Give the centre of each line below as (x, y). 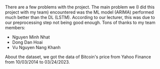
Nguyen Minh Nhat (31, 37)
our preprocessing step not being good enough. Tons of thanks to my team (80, 22)
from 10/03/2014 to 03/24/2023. (37, 62)
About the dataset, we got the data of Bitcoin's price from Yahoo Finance (78, 57)
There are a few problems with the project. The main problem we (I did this (80, 7)
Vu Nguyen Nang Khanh (36, 47)
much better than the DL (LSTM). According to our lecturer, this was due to (80, 17)
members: (15, 28)
